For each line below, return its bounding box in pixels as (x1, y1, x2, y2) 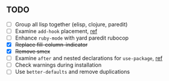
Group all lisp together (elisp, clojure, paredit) (14, 20, 128, 28)
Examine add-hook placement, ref (14, 27, 98, 35)
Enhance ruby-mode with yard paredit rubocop (14, 34, 129, 41)
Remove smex (14, 48, 50, 55)
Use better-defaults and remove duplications (14, 68, 130, 76)
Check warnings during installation (14, 61, 102, 68)
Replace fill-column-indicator (14, 41, 88, 48)
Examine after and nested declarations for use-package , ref (14, 55, 163, 62)
